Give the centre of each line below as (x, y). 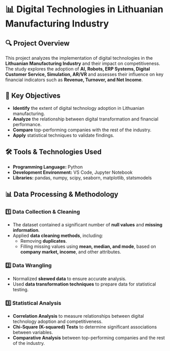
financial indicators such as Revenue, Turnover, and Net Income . (74, 80)
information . (26, 230)
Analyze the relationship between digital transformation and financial (86, 119)
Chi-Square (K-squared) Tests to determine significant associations (85, 326)
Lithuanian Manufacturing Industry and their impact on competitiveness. (83, 63)
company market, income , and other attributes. (71, 252)
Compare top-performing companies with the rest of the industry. (82, 130)
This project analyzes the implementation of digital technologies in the (79, 58)
